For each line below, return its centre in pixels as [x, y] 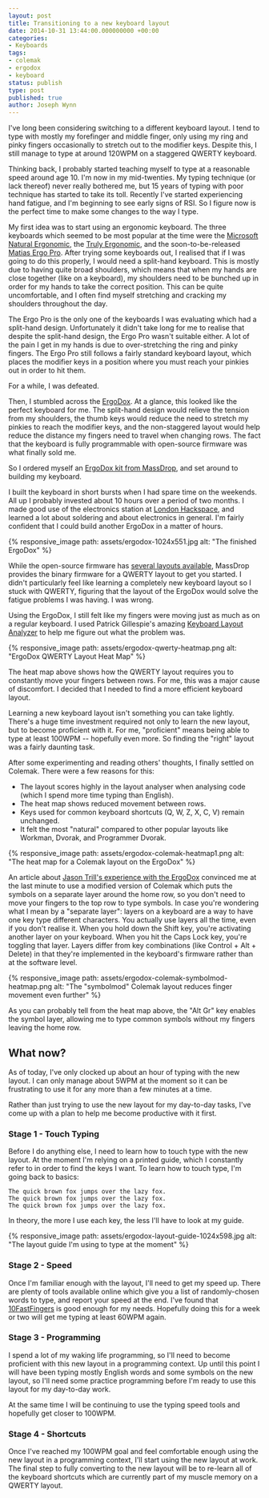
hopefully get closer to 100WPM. [62, 1413]
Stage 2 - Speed [40, 1266]
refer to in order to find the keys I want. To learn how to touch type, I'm [125, 1169]
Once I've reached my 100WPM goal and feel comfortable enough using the [133, 1452]
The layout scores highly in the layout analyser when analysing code [132, 787]
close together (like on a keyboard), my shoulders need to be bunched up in [133, 278]
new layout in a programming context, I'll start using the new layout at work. [133, 1460]
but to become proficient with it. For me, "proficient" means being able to [129, 730]
